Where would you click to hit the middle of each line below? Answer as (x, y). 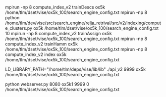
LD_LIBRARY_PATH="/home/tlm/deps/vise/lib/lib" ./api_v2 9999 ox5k (76, 69)
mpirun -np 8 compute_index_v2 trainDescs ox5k (55, 7)
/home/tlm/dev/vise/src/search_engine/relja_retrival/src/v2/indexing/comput (83, 23)
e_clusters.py (19, 28)
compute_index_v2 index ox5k (36, 54)
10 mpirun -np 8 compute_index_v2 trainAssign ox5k (59, 33)
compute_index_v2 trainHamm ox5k (42, 44)
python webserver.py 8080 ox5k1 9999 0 (47, 84)
